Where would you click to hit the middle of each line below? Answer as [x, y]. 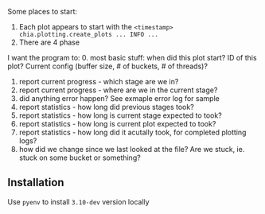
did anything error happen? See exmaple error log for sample [119, 98]
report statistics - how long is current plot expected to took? [117, 124]
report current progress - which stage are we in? [99, 82]
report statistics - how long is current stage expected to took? [120, 115]
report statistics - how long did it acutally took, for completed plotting [132, 132]
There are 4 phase [49, 42]
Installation [36, 183]
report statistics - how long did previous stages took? [106, 107]
